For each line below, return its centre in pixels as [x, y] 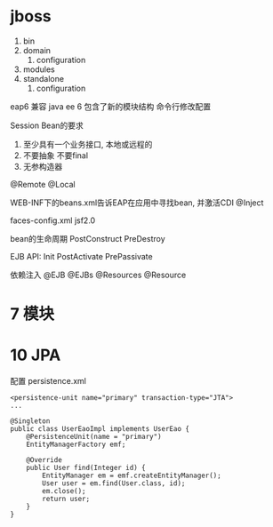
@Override [44, 460]
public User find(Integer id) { [86, 468]
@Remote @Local [43, 184]
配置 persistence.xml [48, 381]
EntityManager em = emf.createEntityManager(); [132, 476]
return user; [66, 499]
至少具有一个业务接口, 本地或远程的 [88, 144]
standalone [44, 78]
